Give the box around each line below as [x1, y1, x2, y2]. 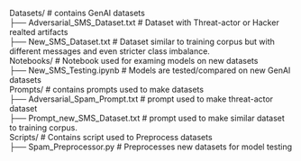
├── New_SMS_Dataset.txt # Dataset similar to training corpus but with [9, 36, 275, 47]
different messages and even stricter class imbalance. [9, 46, 210, 57]
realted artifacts [9, 27, 68, 37]
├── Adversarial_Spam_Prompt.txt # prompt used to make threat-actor [9, 94, 273, 104]
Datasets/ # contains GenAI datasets [9, 8, 146, 18]
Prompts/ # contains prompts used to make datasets [9, 85, 205, 94]
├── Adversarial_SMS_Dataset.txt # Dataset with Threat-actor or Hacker [9, 17, 279, 28]
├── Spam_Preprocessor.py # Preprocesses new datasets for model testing [9, 141, 293, 152]
